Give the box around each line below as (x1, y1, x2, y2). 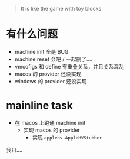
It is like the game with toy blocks (20, 5, 102, 12)
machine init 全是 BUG (14, 48, 69, 55)
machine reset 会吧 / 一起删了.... (14, 56, 93, 63)
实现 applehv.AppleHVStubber (32, 134, 102, 141)
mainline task (6, 99, 74, 112)
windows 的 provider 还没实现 (14, 77, 87, 85)
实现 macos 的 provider (23, 126, 81, 134)
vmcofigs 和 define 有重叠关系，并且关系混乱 (14, 63, 125, 70)
